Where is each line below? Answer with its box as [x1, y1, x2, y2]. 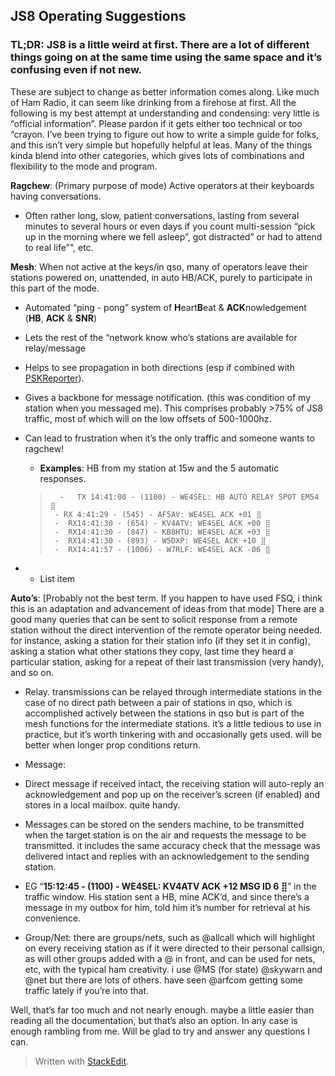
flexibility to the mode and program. [10, 160, 158, 172]
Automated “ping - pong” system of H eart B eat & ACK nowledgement [24, 301, 307, 313]
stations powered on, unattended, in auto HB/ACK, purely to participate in [10, 271, 313, 283]
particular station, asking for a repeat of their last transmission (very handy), [10, 655, 325, 668]
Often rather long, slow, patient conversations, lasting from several [24, 209, 300, 221]
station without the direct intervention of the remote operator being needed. [10, 624, 323, 636]
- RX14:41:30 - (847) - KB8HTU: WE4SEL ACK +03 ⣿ [54, 527, 271, 537]
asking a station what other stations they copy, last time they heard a [10, 645, 294, 657]
